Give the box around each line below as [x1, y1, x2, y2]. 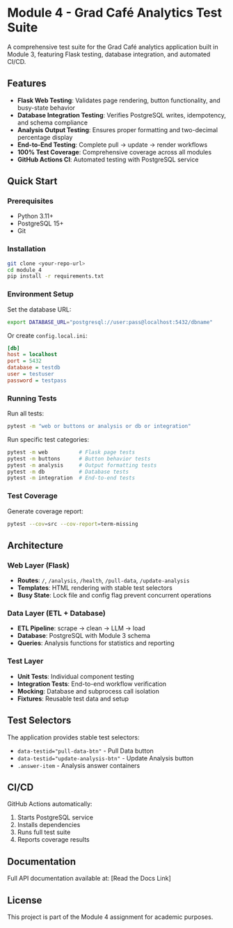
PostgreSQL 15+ [17, 219, 64, 227]
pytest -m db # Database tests [7, 468, 129, 475]
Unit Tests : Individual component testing [17, 672, 134, 680]
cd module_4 [7, 266, 42, 273]
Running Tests [7, 393, 57, 403]
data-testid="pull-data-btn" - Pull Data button [17, 746, 154, 755]
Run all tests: [7, 409, 44, 418]
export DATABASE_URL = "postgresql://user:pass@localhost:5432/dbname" [7, 319, 214, 326]
